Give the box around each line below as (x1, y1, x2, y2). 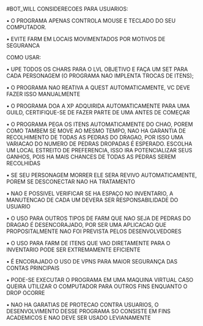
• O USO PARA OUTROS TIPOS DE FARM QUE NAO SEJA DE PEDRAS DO (6, 215, 191, 222)
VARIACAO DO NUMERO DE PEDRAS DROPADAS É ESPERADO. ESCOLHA (6, 140, 193, 147)
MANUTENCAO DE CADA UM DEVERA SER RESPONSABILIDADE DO (6, 196, 179, 204)
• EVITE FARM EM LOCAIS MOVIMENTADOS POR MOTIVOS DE (6, 35, 166, 42)
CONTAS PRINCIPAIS (6, 264, 60, 272)
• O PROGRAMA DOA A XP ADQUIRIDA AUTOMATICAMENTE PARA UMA (6, 102, 190, 109)
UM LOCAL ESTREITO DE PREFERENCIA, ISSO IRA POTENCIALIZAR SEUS (6, 147, 193, 154)
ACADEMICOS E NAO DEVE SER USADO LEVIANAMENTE (6, 314, 151, 321)
